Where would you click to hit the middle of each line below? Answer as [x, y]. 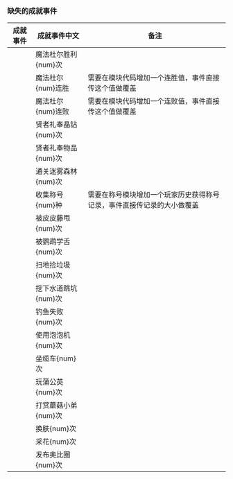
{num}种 [49, 205]
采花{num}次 [56, 442]
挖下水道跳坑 [57, 288]
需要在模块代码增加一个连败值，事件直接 [154, 101]
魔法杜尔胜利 [57, 55]
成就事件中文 [58, 36]
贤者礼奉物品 [57, 148]
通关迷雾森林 [57, 171]
